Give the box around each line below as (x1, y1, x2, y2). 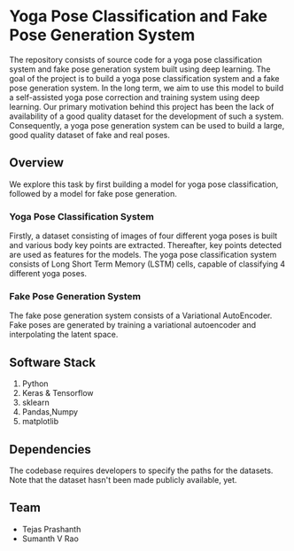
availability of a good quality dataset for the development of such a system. (9, 111, 284, 121)
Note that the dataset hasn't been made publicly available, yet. (9, 474, 237, 485)
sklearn (21, 397, 50, 408)
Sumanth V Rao (21, 533, 80, 544)
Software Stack (9, 354, 97, 369)
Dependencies (9, 441, 91, 457)
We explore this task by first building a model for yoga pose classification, (9, 179, 279, 190)
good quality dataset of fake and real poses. (9, 129, 170, 140)
